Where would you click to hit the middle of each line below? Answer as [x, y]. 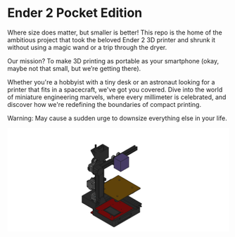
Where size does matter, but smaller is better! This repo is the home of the [115, 32]
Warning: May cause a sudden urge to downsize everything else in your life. [117, 118]
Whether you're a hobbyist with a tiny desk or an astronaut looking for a [111, 82]
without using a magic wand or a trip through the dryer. [87, 47]
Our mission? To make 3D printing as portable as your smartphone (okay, [113, 60]
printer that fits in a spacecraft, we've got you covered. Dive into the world [115, 89]
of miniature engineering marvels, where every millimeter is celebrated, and [117, 97]
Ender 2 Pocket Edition [75, 13]
